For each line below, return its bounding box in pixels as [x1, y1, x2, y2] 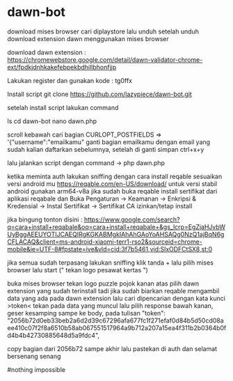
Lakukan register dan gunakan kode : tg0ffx [7, 76, 132, 84]
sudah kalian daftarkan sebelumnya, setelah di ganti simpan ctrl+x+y [7, 145, 204, 153]
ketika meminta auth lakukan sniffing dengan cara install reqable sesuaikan [7, 172, 223, 180]
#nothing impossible [7, 365, 66, 373]
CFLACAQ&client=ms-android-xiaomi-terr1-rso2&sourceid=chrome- [7, 238, 203, 246]
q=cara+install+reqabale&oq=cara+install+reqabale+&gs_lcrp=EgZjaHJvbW [7, 222, 226, 231]
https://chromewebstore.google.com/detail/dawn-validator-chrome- [7, 55, 203, 63]
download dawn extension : [7, 48, 86, 56]
